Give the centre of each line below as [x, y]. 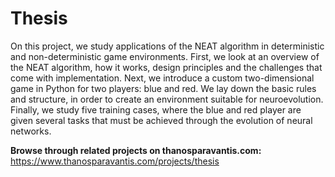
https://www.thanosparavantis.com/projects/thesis [115, 161]
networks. [31, 131]
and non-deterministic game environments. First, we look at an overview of [165, 56]
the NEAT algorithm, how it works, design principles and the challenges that [166, 67]
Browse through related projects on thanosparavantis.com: [136, 150]
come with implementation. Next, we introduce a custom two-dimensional [162, 78]
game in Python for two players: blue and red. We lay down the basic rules [163, 88]
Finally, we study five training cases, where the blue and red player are [156, 109]
